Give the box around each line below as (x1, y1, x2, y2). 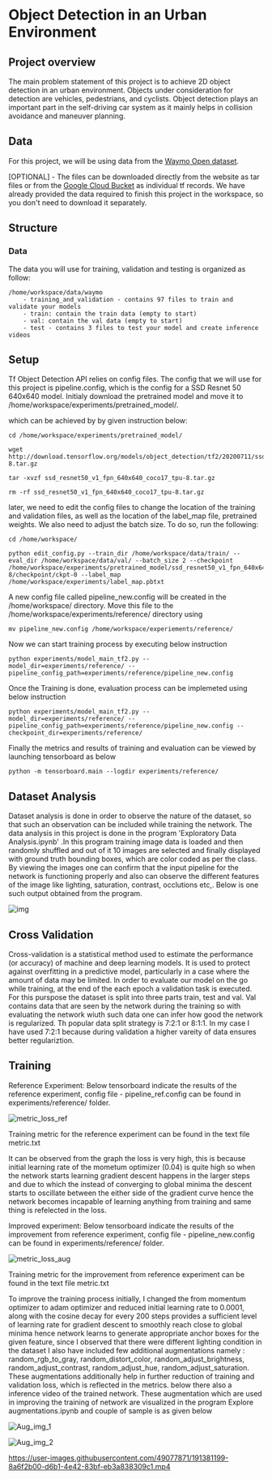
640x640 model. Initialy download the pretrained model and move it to (8, 392, 244, 401)
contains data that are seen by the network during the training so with (8, 1001, 241, 1010)
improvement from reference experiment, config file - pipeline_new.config (8, 1229, 255, 1239)
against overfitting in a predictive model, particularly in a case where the (8, 967, 249, 976)
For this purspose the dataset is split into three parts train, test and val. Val (8, 992, 257, 1002)
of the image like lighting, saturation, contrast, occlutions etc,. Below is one (8, 880, 259, 890)
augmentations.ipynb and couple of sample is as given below (8, 1405, 213, 1416)
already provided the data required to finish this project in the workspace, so (8, 189, 264, 199)
